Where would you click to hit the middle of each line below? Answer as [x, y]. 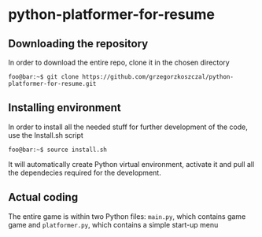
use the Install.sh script [46, 135]
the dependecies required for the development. [85, 172]
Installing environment [65, 108]
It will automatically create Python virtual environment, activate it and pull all [131, 164]
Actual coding [43, 197]
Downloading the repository [78, 44]
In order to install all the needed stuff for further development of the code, [128, 127]
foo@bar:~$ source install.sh [58, 150]
